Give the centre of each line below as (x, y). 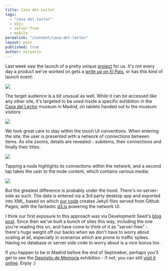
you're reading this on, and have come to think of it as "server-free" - (77, 226)
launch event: (19, 77)
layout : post (19, 43)
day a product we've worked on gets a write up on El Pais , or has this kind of (84, 71)
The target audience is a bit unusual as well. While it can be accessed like (81, 96)
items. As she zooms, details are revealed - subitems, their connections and (83, 141)
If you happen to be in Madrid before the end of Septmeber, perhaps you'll (82, 252)
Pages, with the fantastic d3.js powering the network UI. (63, 206)
